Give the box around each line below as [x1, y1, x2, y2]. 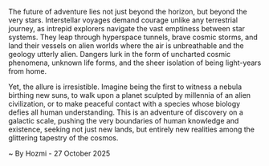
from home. [8, 67, 47, 75]
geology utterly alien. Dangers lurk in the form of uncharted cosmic [8, 50, 231, 59]
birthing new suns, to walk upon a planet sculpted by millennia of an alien [8, 91, 251, 99]
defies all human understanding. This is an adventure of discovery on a [8, 107, 243, 117]
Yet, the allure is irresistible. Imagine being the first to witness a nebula [8, 82, 243, 91]
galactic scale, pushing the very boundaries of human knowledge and [8, 116, 239, 125]
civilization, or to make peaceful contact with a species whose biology [8, 99, 241, 108]
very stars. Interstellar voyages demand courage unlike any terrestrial [8, 15, 238, 25]
